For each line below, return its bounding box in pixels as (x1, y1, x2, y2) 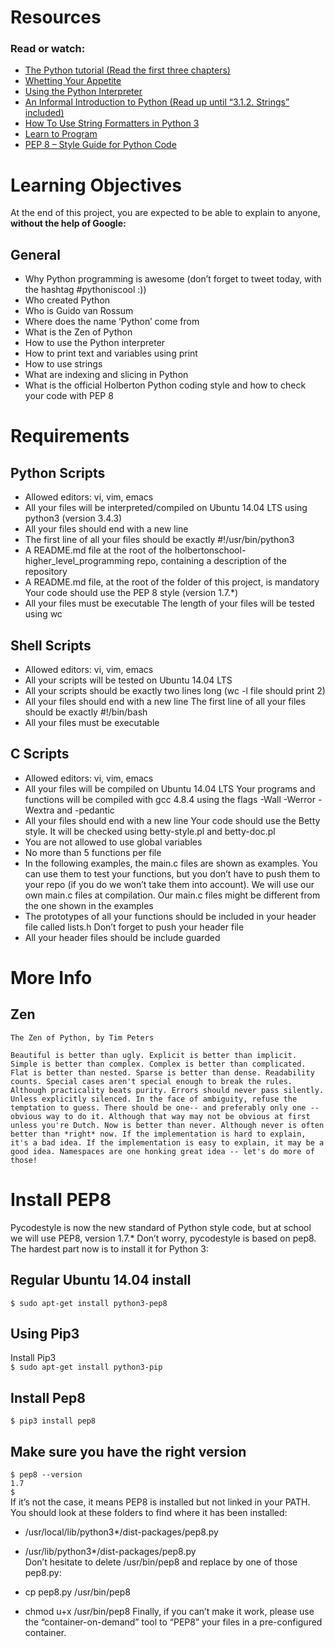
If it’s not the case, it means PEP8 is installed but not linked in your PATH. (10, 1496, 311, 1508)
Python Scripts (10, 464, 106, 481)
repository (24, 566, 68, 578)
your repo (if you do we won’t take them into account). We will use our (24, 878, 315, 890)
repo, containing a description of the (136, 555, 287, 567)
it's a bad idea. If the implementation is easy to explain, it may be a (10, 1137, 325, 1148)
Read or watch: (10, 42, 86, 56)
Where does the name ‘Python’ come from (24, 316, 200, 328)
